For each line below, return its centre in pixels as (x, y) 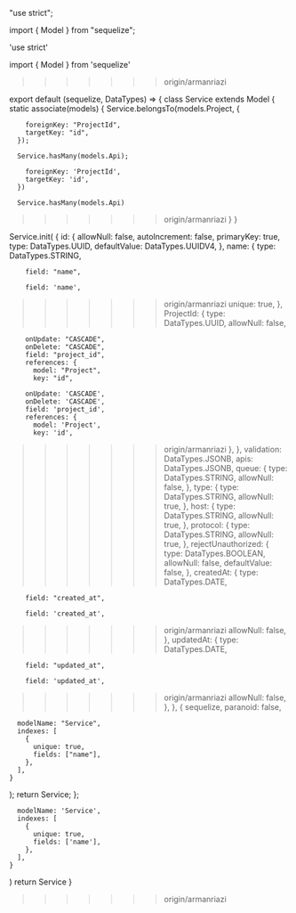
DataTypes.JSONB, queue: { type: (226, 468)
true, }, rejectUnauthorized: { (216, 544)
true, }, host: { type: (200, 506)
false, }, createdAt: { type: (211, 572)
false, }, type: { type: (202, 487)
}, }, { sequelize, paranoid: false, (223, 707)
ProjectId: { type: (195, 314)
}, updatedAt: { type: (201, 640)
